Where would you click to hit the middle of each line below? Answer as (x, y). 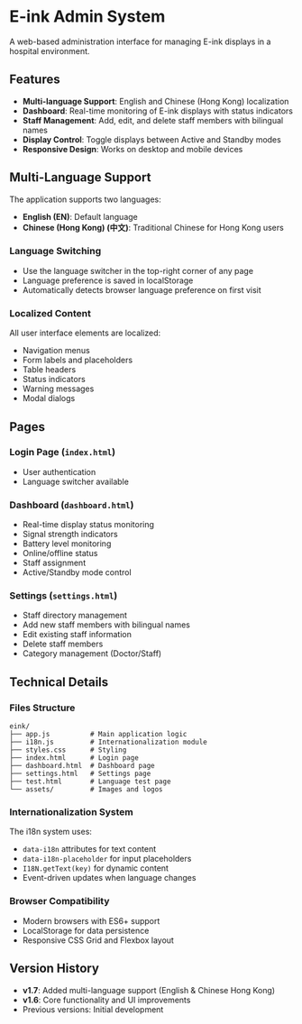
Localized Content (50, 313)
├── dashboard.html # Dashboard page (82, 766)
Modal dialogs (49, 398)
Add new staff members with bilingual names (106, 625)
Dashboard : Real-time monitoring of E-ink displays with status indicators (157, 111)
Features (35, 80)
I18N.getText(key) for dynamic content (96, 868)
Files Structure (42, 708)
